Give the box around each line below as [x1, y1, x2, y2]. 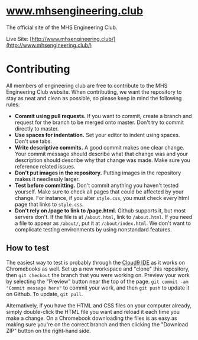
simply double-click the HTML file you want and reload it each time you [6, 308, 180, 315]
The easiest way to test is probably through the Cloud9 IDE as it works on [6, 259, 185, 266]
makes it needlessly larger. [14, 175, 80, 182]
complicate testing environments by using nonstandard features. [14, 225, 173, 233]
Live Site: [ [6, 35, 33, 42]
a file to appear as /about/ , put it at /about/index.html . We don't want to [14, 220, 191, 227]
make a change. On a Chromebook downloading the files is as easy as [6, 314, 177, 322]
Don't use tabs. [14, 138, 52, 145]
